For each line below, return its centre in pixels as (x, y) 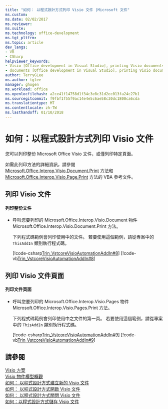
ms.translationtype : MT (30, 103)
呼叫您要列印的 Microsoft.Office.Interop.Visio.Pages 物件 (70, 301)
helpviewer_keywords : (28, 61)
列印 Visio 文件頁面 (34, 276)
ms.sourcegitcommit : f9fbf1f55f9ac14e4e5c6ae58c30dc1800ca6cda (72, 98)
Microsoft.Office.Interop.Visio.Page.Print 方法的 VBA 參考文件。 (70, 177)
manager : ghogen (22, 84)
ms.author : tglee (23, 80)
